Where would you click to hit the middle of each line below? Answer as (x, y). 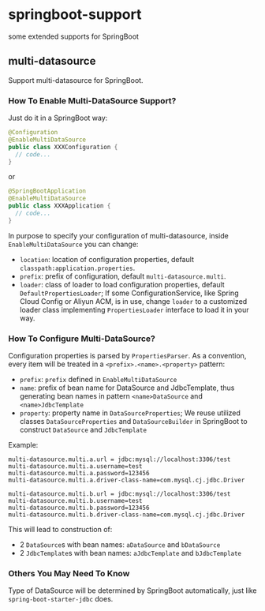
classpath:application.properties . (77, 268)
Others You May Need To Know (69, 574)
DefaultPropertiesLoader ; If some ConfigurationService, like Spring (129, 293)
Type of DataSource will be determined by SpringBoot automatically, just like (132, 590)
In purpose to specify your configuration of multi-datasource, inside (118, 235)
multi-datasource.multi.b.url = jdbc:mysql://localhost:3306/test (119, 494)
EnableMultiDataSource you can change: (73, 244)
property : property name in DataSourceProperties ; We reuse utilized (130, 413)
